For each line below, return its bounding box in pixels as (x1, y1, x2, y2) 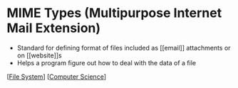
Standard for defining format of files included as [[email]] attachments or (16, 43, 231, 52)
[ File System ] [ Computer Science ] (6, 72, 106, 81)
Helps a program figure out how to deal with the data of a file (16, 58, 197, 67)
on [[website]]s (16, 51, 62, 60)
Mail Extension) (6, 20, 101, 36)
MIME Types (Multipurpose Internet (6, 5, 222, 21)
